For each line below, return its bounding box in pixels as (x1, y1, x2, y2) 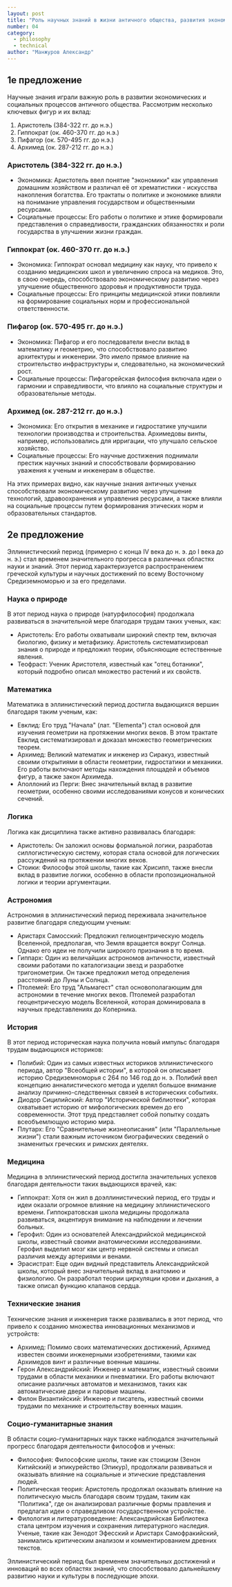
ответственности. (17, 305, 70, 313)
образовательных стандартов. (7, 509, 97, 517)
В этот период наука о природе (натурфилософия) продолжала (7, 610, 195, 618)
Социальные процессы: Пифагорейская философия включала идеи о (17, 374, 222, 383)
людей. (17, 1478, 39, 1486)
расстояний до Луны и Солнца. (17, 975, 110, 983)
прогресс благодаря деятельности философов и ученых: (7, 1442, 175, 1451)
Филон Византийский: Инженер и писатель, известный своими (17, 1394, 204, 1402)
